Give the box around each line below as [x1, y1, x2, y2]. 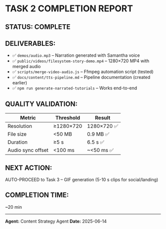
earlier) [12, 80, 27, 86]
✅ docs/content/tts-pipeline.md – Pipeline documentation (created [12, 75, 151, 80]
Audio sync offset [7, 147, 48, 153]
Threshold [55, 114, 81, 121]
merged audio [12, 64, 41, 70]
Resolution [7, 123, 32, 130]
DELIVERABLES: [5, 39, 56, 47]
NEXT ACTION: [5, 163, 52, 172]
